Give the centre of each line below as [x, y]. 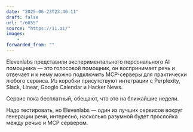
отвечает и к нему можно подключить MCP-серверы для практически [96, 74]
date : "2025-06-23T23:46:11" [42, 12]
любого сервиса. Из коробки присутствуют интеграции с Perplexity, [93, 80]
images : [16, 34]
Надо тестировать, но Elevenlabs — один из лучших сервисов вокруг [95, 110]
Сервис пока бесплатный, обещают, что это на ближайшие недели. [93, 98]
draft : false [22, 17]
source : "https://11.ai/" [38, 28]
